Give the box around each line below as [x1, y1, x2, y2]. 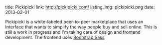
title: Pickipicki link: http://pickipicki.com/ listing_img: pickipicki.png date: [5, 4, 155, 10]
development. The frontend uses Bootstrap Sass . [5, 34, 106, 40]
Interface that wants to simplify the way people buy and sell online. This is [5, 24, 158, 30]
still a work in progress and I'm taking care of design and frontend [5, 29, 141, 35]
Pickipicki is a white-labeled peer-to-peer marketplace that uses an [5, 19, 144, 24]
